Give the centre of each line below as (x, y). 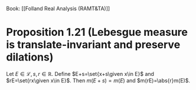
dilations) (30, 57)
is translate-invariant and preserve (93, 45)
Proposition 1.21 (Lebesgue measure (97, 32)
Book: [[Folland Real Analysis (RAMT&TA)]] (58, 9)
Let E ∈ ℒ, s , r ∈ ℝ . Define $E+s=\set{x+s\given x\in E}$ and (80, 74)
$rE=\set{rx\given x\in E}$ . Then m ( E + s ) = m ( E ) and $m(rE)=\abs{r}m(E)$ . (98, 80)
